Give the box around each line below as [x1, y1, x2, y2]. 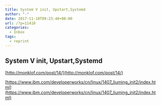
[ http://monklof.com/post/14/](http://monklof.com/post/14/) [5, 70, 124, 75]
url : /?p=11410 [5, 20, 36, 26]
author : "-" [5, 12, 29, 17]
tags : [5, 35, 16, 39]
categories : [5, 25, 29, 30]
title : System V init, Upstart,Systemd [5, 7, 86, 12]
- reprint [9, 39, 29, 44]
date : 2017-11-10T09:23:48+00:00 [5, 16, 73, 21]
